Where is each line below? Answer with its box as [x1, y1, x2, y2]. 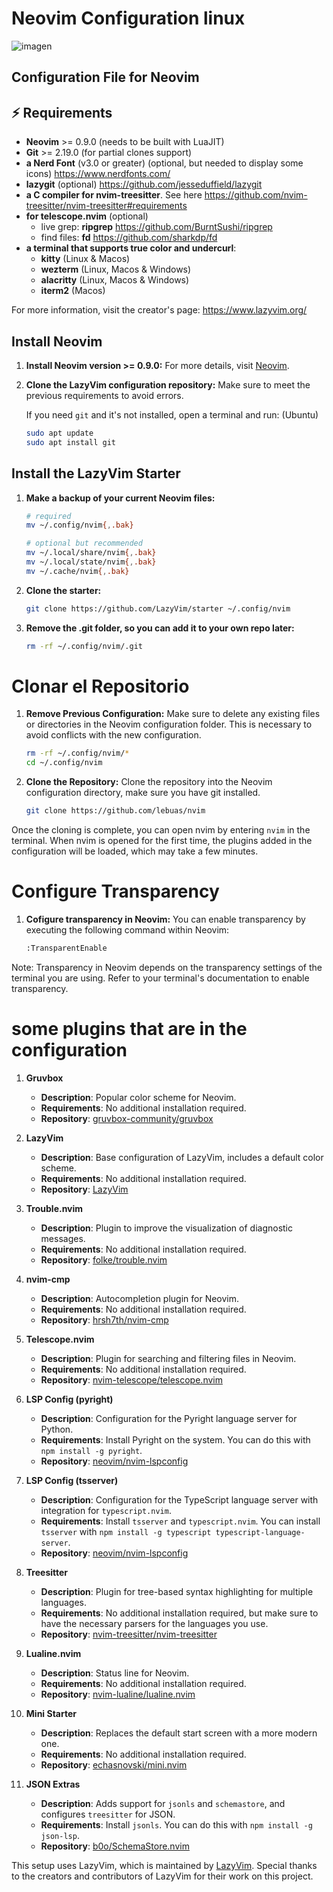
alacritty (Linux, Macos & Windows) [40, 274, 190, 286]
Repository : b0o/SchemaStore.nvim [40, 1840, 190, 1852]
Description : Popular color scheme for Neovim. [40, 1091, 237, 1103]
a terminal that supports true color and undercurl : [25, 242, 237, 254]
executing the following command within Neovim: [25, 924, 230, 936]
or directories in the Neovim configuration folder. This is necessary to [25, 718, 313, 731]
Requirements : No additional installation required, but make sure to [40, 1607, 319, 1619]
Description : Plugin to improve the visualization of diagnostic [40, 1222, 293, 1234]
